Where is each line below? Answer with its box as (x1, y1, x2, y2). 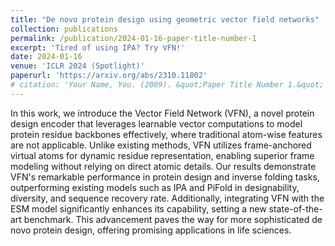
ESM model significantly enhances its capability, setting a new (10, 202, 267, 215)
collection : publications (10, 24, 118, 34)
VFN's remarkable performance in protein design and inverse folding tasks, (10, 171, 320, 183)
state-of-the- (268, 202, 323, 215)
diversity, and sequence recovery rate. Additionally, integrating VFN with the (10, 192, 325, 204)
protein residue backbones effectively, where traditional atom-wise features (10, 128, 323, 140)
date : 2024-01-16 (10, 52, 83, 62)
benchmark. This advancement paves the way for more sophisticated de (23, 213, 323, 225)
